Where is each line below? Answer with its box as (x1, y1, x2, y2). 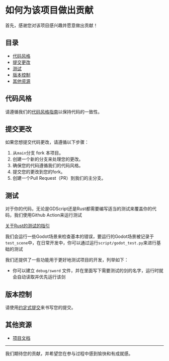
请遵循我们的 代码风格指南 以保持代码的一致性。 (5, 109, 102, 115)
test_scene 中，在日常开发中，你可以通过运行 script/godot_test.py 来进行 (5, 240, 157, 246)
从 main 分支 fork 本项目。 (12, 150, 64, 156)
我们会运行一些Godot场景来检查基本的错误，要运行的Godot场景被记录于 (5, 233, 154, 240)
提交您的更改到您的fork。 (12, 169, 65, 175)
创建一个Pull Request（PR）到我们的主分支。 (12, 175, 106, 181)
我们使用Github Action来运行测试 (14, 212, 82, 218)
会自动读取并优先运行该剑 (12, 274, 66, 280)
